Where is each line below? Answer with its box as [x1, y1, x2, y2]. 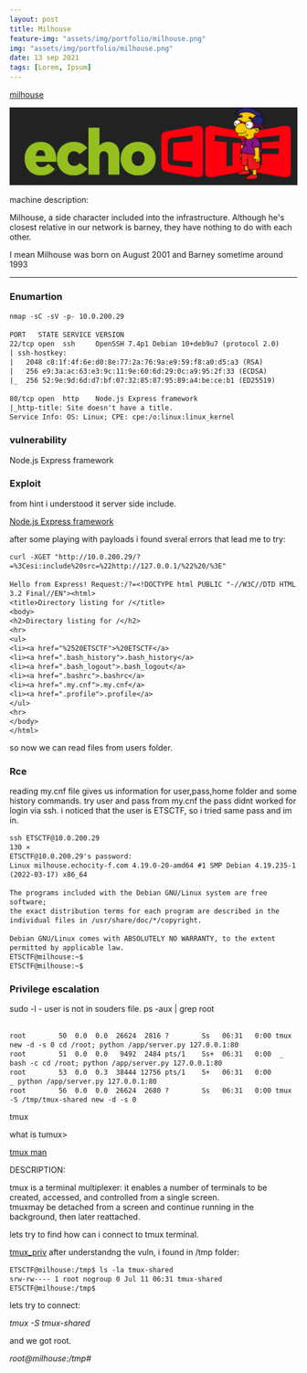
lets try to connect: [9, 1300, 80, 1311]
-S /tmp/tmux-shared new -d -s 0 [9, 1095, 137, 1105]
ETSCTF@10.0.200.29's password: [9, 852, 132, 861]
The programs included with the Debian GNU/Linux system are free [9, 889, 268, 898]
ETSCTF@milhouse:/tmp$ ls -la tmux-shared [9, 1266, 174, 1275]
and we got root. [9, 1336, 71, 1346]
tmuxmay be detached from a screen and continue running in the [9, 1202, 254, 1213]
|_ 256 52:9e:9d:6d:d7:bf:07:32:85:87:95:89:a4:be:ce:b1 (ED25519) [9, 376, 276, 386]
